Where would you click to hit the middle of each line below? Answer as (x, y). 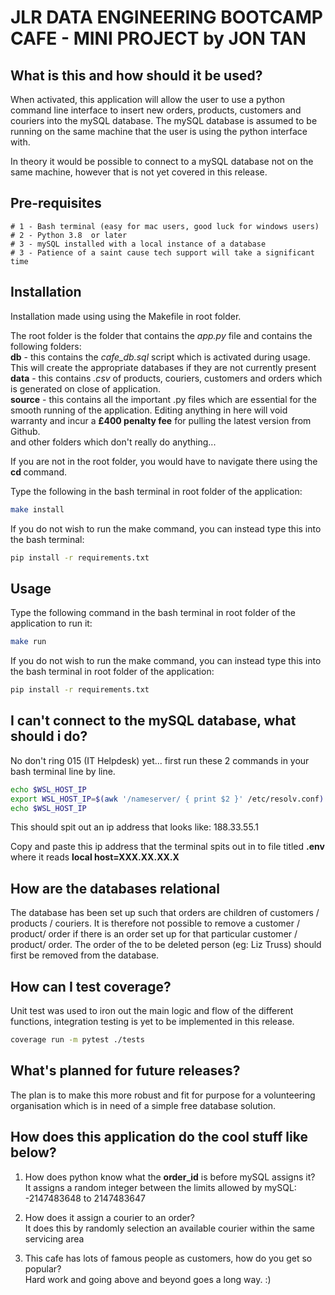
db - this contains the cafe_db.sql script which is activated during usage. (160, 357)
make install (37, 509)
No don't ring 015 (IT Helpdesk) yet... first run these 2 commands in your (160, 760)
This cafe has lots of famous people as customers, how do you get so (168, 1258)
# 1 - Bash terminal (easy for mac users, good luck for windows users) (165, 226)
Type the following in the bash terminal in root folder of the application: (156, 491)
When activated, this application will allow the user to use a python (147, 99)
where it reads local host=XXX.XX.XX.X (95, 857)
